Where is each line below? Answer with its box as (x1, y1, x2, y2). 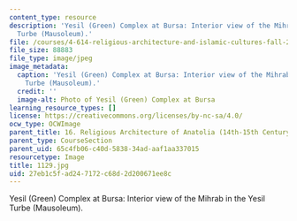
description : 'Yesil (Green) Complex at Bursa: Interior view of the (9, 21, 271, 30)
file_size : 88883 (9, 46, 73, 55)
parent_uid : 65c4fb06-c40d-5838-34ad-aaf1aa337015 (9, 144, 200, 153)
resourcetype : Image (9, 152, 86, 162)
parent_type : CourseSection (9, 136, 113, 145)
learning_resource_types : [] (9, 103, 117, 112)
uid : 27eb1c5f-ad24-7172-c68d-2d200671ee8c (9, 169, 172, 178)
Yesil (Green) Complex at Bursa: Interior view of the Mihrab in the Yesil (9, 194, 265, 204)
